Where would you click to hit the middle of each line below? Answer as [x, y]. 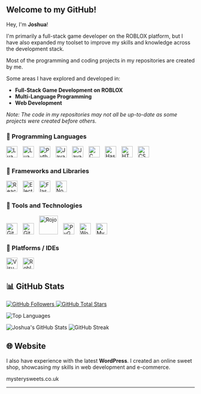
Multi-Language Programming [53, 96]
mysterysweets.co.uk [33, 378]
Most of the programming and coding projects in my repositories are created [100, 60]
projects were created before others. [51, 121]
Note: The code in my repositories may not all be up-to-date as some [92, 114]
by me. [15, 67]
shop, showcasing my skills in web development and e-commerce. [88, 367]
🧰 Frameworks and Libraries [48, 171]
